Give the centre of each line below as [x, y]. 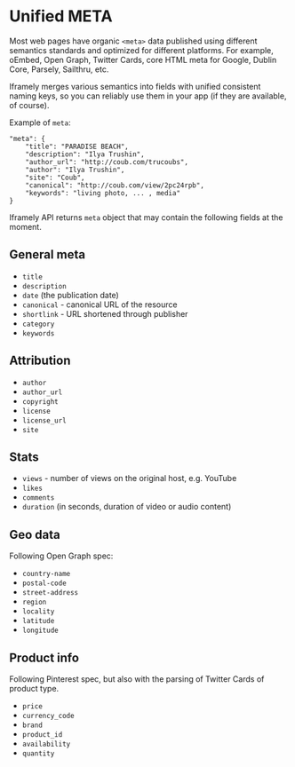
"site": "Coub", [56, 178]
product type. [34, 688]
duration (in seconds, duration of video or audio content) [127, 507]
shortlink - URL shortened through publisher [105, 313]
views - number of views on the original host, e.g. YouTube [129, 478]
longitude [40, 631]
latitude [38, 621]
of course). [29, 105]
